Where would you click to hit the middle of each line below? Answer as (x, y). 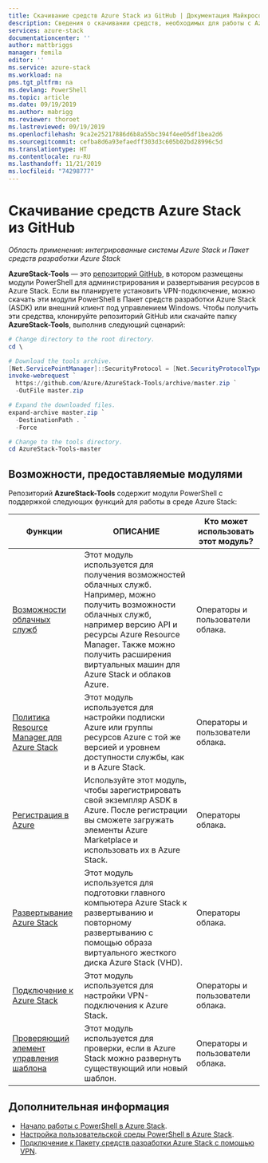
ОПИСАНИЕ (136, 531)
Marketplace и (111, 840)
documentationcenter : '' (49, 38)
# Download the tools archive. (60, 361)
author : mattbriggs (41, 45)
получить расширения (128, 655)
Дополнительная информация (89, 1107)
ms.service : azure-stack (49, 68)
